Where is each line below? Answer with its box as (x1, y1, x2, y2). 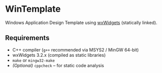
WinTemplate (5, 3, 61, 15)
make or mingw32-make (12, 57, 55, 63)
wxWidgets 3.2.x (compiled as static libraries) (12, 52, 106, 58)
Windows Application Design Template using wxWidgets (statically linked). (5, 20, 158, 25)
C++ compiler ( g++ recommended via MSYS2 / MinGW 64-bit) (12, 47, 139, 52)
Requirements (5, 34, 50, 42)
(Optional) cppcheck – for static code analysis (12, 62, 104, 68)
